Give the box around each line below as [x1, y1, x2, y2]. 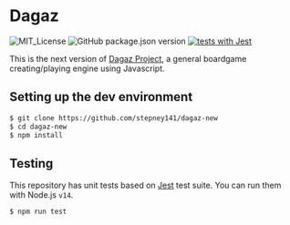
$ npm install [9, 130, 64, 139]
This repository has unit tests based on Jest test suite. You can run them [9, 179, 282, 191]
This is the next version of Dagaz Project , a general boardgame [9, 53, 247, 64]
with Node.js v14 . [9, 189, 74, 200]
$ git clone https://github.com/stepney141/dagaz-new [9, 113, 219, 123]
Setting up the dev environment [9, 89, 193, 105]
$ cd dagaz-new [9, 122, 67, 131]
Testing [9, 156, 54, 171]
